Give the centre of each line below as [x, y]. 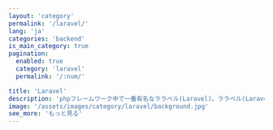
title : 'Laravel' [38, 91]
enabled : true [39, 62]
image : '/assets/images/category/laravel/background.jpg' [108, 106]
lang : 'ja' [27, 31]
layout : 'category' [41, 16]
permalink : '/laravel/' [49, 24]
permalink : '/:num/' [50, 76]
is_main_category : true [49, 46]
